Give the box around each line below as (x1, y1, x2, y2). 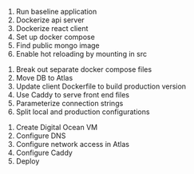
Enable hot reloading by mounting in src (15, 49, 148, 58)
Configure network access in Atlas (15, 140, 130, 148)
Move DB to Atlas (15, 73, 73, 82)
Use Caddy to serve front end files (15, 90, 130, 99)
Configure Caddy (15, 148, 73, 157)
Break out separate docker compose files (15, 65, 152, 74)
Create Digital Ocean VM (15, 123, 98, 132)
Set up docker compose (15, 32, 96, 42)
